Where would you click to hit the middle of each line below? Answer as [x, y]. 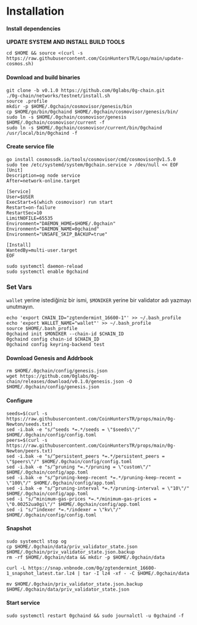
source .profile [27, 101]
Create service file [30, 146]
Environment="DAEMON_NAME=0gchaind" [53, 229]
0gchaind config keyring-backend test [56, 345]
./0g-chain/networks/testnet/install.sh [59, 96]
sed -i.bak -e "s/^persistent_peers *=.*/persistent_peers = [86, 456]
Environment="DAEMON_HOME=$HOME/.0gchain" [61, 223]
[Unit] [15, 170]
